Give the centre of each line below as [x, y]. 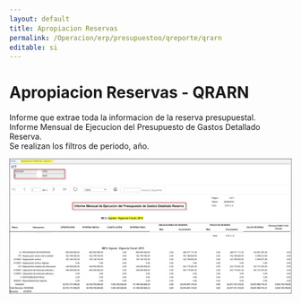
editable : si [34, 48]
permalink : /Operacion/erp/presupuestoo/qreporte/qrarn [116, 38]
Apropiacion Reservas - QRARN [129, 93]
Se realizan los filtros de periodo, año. [79, 146]
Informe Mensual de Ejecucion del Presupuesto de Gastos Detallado [135, 127]
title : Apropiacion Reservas [64, 28]
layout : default [39, 19]
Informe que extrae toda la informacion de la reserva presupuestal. [133, 117]
